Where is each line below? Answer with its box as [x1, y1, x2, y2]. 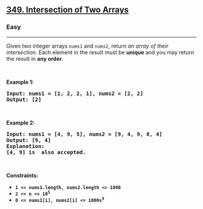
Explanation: [6, 143, 45, 149]
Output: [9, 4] [6, 137, 51, 143]
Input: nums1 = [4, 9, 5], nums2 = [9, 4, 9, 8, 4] [6, 131, 163, 137]
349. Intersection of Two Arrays [6, 5, 129, 15]
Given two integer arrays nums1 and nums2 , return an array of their [6, 42, 169, 49]
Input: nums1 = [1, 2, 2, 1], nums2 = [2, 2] [6, 90, 144, 97]
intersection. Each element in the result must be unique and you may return [6, 48, 195, 56]
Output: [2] [6, 96, 42, 103]
